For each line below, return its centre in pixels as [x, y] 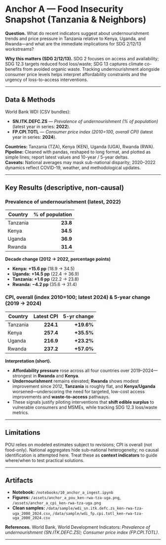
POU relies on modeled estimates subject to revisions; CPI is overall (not [79, 444]
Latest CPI [46, 316]
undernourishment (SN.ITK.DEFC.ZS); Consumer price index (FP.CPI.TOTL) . [82, 533]
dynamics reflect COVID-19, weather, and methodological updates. [73, 168]
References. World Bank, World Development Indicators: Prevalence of [78, 527]
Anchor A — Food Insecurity [64, 9]
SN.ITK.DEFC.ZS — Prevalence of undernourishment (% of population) [85, 121]
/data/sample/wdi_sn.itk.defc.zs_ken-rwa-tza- [95, 508]
